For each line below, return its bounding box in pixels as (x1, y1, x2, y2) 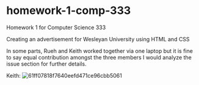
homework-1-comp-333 (6, 4, 131, 18)
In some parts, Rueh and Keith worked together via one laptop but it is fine (6, 47, 194, 55)
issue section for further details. (6, 60, 87, 67)
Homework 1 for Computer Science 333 (6, 24, 106, 31)
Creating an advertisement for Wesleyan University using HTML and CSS (6, 35, 190, 42)
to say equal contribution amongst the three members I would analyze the (6, 53, 192, 61)
